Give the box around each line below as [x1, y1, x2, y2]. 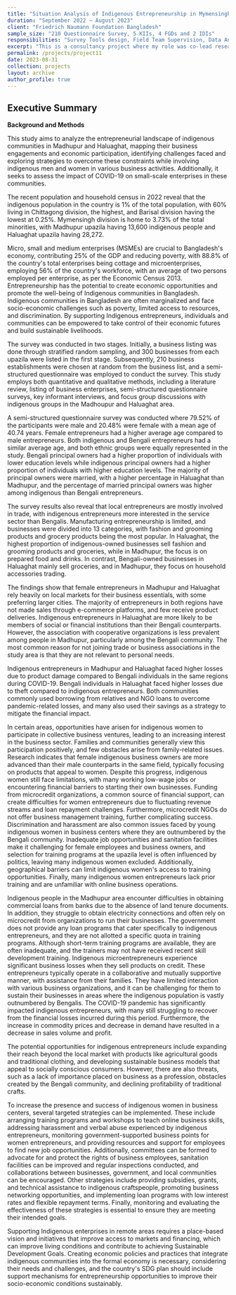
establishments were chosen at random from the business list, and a [7, 362, 205, 371]
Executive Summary [7, 102, 98, 113]
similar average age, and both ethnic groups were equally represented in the [7, 443, 228, 452]
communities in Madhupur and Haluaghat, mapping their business [7, 142, 198, 150]
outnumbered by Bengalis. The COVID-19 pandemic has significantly [7, 999, 206, 1007]
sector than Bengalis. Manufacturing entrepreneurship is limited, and [7, 517, 206, 526]
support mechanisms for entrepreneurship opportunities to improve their [7, 1272, 218, 1280]
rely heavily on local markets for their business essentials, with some [7, 591, 206, 599]
